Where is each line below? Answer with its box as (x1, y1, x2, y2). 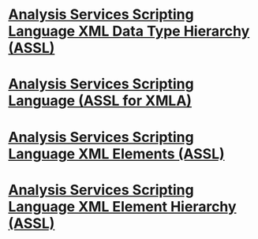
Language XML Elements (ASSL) (8, 144, 225, 162)
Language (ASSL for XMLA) (8, 92, 192, 110)
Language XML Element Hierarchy (8, 197, 237, 215)
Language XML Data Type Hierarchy (8, 22, 250, 40)
